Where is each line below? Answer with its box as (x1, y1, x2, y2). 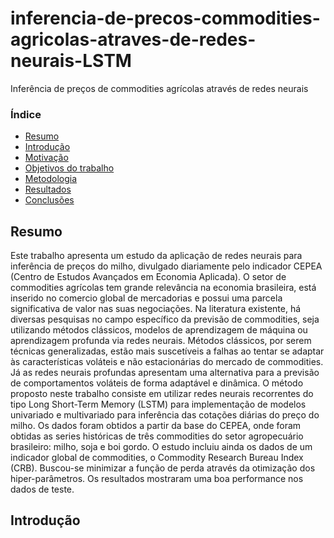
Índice (10, 107, 42, 121)
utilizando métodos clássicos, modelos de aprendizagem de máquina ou (10, 324, 308, 336)
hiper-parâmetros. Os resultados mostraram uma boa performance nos (10, 473, 304, 485)
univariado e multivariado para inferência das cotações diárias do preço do (10, 409, 320, 421)
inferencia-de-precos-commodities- (10, 7, 321, 30)
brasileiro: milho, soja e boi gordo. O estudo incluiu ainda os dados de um (10, 441, 313, 453)
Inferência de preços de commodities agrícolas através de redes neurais (10, 82, 309, 94)
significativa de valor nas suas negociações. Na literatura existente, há (10, 303, 302, 315)
